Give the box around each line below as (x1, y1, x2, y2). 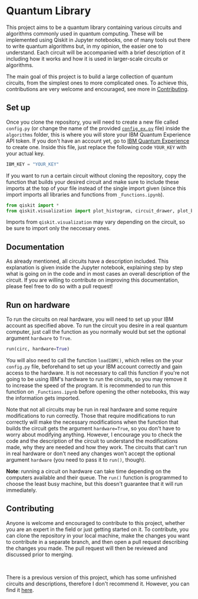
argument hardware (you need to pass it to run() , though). (6, 456, 146, 463)
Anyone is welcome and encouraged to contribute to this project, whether (6, 519, 186, 526)
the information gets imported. (6, 394, 80, 401)
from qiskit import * (6, 202, 60, 208)
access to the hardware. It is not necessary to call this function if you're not (6, 369, 190, 376)
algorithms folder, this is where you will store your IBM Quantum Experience (6, 131, 191, 138)
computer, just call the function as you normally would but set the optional (6, 329, 186, 335)
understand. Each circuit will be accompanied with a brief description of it (6, 49, 186, 56)
